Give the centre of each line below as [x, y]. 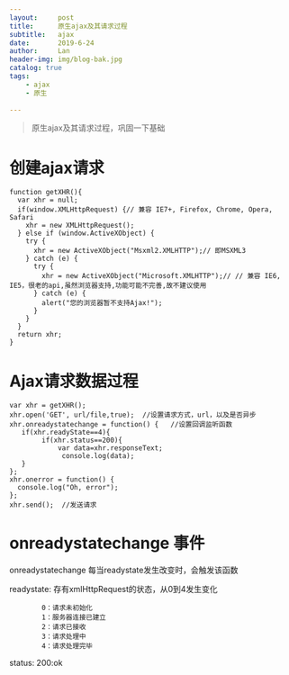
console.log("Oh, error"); [68, 488]
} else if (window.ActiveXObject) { [86, 234]
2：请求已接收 [64, 627]
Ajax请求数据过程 [74, 381]
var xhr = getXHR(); [48, 406]
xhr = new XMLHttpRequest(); [80, 226]
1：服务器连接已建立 [74, 617]
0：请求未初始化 [67, 608]
